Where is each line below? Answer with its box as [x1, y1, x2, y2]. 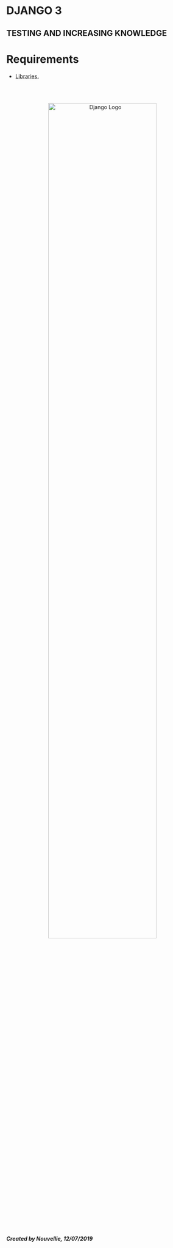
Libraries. [15, 73, 40, 80]
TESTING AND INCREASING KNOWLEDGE [6, 28, 168, 38]
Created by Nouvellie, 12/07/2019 [6, 1235, 93, 1242]
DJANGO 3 [6, 4, 62, 18]
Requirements [6, 52, 79, 66]
